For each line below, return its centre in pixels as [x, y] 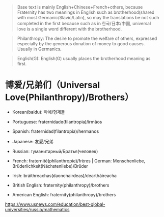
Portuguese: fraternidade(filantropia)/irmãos [57, 122]
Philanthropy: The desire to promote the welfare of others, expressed [87, 38]
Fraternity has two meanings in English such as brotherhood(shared [86, 12]
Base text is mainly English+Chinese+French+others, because [80, 7]
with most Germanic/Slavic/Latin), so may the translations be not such [88, 17]
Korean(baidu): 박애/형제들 [39, 112]
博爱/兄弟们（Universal [53, 85]
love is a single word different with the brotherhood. [69, 29]
